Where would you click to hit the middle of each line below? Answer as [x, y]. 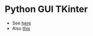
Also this [21, 28]
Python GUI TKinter [46, 9]
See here [21, 23]
